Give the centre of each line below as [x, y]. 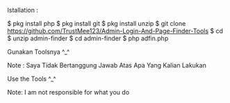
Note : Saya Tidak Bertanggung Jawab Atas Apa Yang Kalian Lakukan [107, 65]
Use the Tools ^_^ [32, 79]
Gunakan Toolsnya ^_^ [39, 52]
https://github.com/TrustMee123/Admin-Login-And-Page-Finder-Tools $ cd [115, 31]
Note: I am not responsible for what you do [68, 92]
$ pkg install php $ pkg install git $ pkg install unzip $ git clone [97, 23]
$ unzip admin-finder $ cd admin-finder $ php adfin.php [88, 38]
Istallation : [23, 10]
